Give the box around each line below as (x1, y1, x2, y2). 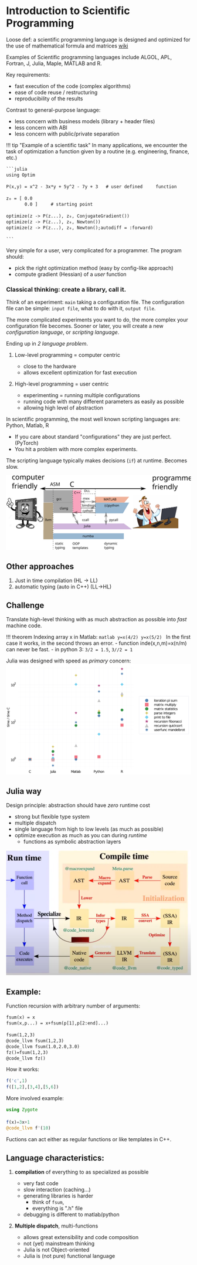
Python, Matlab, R (6, 422, 49, 429)
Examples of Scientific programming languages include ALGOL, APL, (6, 53, 172, 60)
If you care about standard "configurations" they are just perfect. (14, 433, 172, 441)
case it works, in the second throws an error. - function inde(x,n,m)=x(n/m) (6, 640, 187, 647)
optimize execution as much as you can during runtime (14, 832, 148, 839)
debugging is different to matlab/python (23, 1211, 120, 1218)
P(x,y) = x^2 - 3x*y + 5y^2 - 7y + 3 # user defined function (6, 184, 177, 190)
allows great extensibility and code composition (23, 1234, 139, 1241)
